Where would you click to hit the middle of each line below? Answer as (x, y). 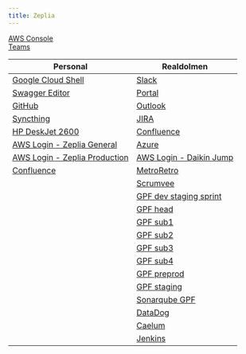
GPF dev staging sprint (179, 196)
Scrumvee (156, 183)
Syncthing (31, 119)
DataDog (153, 313)
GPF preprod (160, 274)
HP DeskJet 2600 (46, 131)
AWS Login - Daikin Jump (185, 158)
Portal (148, 92)
